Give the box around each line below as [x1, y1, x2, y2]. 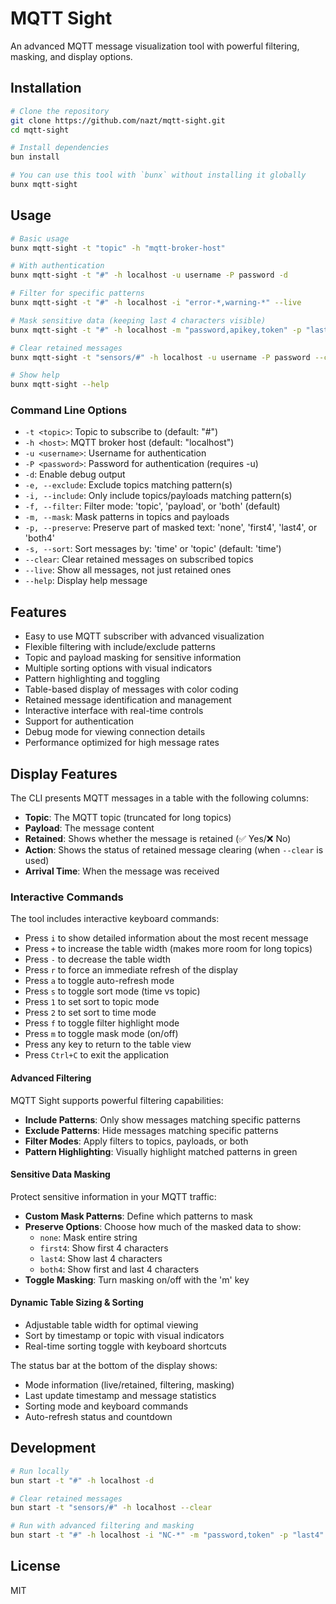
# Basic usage [10, 233, 70, 244]
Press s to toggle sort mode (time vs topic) [24, 985, 201, 997]
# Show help [10, 370, 60, 381]
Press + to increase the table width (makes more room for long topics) [24, 943, 313, 955]
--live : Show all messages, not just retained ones [24, 564, 232, 576]
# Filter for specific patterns [10, 288, 145, 299]
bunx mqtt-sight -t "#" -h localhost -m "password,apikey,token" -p [10, 325, 302, 335]
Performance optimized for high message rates [24, 737, 220, 749]
